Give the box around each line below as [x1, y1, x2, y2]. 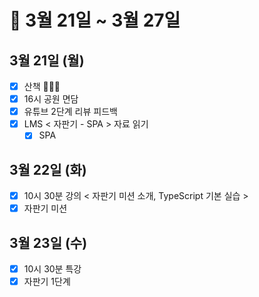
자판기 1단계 [23, 276, 71, 288]
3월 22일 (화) [9, 161, 87, 178]
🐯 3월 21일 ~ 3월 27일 [9, 9, 181, 32]
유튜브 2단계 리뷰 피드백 [23, 106, 118, 118]
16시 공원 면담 [23, 93, 79, 105]
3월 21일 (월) [9, 52, 85, 69]
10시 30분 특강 [23, 263, 82, 275]
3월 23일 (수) [9, 234, 88, 251]
